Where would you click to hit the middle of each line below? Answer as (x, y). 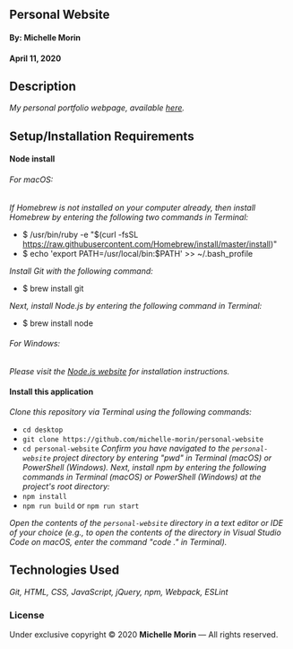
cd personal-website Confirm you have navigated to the (126, 448)
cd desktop (43, 430)
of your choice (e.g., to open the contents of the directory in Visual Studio (146, 532)
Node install (32, 159)
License (27, 615)
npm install (44, 496)
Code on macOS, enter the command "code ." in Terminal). (118, 541)
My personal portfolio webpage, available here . (97, 108)
